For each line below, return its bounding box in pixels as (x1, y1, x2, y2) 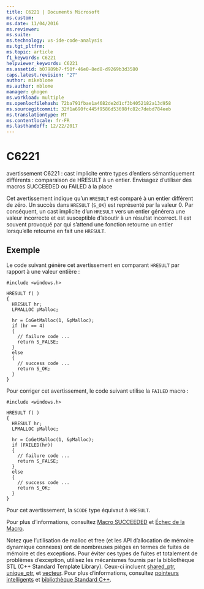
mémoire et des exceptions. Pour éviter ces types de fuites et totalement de (6, 550, 198, 557)
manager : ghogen (6, 89, 48, 95)
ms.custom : (6, 15, 34, 21)
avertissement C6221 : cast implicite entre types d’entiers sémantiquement (6, 170, 195, 177)
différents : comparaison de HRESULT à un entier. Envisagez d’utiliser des (6, 176, 192, 184)
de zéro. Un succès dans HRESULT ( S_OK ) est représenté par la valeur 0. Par (6, 201, 194, 209)
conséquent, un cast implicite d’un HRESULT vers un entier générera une (6, 208, 186, 215)
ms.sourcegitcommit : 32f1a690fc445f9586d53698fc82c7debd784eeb (6, 106, 172, 112)
